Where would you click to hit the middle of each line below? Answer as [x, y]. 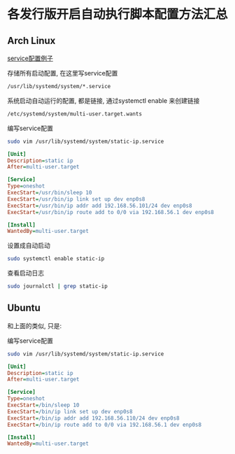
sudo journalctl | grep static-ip [58, 286]
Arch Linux [31, 40]
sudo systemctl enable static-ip [56, 259]
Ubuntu [24, 308]
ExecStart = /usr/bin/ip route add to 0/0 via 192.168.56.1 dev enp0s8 [111, 212]
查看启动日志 [26, 273]
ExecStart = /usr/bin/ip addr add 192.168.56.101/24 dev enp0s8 [100, 206]
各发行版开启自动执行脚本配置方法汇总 [118, 14]
